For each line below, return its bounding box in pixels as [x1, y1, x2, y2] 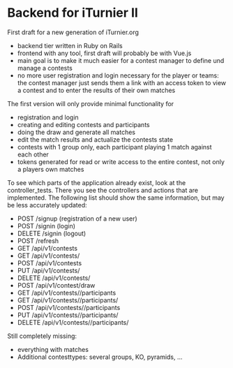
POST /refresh [17, 236, 59, 245]
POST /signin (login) [17, 221, 75, 230]
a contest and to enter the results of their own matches [17, 86, 176, 94]
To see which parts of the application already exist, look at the [7, 178, 186, 186]
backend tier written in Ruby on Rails [17, 41, 123, 50]
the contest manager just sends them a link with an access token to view [17, 78, 227, 87]
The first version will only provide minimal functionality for [7, 99, 174, 108]
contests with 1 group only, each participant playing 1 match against [17, 142, 212, 151]
